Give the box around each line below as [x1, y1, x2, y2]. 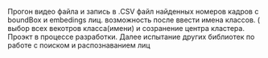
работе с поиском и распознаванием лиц [7, 41, 150, 50]
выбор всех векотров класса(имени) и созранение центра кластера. [7, 24, 245, 33]
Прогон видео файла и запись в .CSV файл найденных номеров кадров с [7, 7, 259, 16]
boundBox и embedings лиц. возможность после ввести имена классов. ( [7, 15, 261, 25]
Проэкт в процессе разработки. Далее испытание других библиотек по [7, 32, 255, 41]
